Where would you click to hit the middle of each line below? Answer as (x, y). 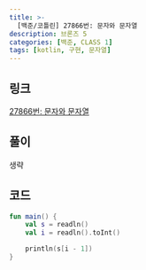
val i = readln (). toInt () (73, 233)
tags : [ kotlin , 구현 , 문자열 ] (60, 50)
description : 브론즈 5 (48, 34)
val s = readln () (57, 225)
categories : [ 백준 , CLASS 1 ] (61, 42)
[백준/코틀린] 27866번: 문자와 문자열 (77, 26)
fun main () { (33, 216)
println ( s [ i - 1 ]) (59, 249)
